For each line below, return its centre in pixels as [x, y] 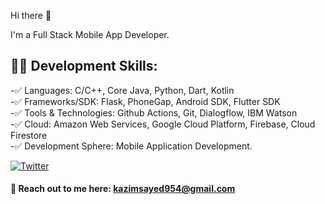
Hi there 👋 [31, 15]
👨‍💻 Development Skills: [84, 66]
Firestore [29, 135]
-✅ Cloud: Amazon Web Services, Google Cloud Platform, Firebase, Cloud [163, 124]
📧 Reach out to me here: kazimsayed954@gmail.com [123, 189]
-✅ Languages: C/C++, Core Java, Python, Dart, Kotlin [122, 90]
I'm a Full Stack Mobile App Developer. [90, 34]
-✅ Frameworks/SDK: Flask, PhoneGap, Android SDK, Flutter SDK [145, 101]
